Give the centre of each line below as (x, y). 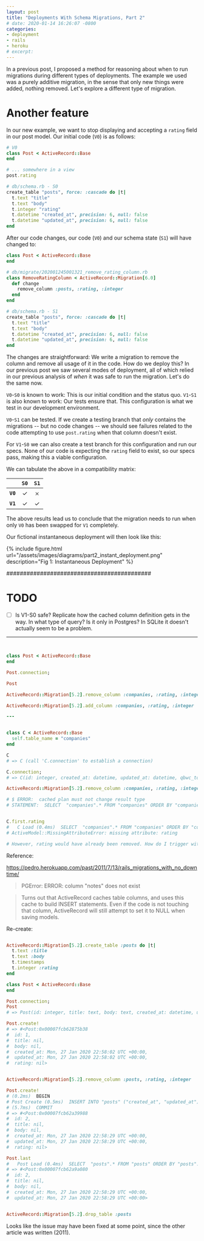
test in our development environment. (53, 408)
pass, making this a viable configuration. (57, 457)
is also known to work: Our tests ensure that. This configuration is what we (100, 401)
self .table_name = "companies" (51, 739)
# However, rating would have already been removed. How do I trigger (97, 844)
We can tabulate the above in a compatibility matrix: (71, 469)
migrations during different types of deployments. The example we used (97, 75)
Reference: (20, 855)
